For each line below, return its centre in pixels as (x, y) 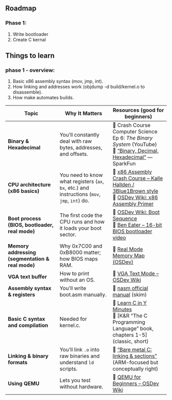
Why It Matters (83, 114)
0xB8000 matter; (80, 253)
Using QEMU (24, 384)
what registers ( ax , (82, 182)
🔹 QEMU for (127, 377)
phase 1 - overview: (30, 70)
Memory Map (128, 256)
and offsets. (74, 154)
